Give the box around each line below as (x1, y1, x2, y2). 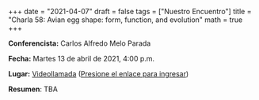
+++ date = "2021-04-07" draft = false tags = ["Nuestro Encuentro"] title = (8, 7, 252, 16)
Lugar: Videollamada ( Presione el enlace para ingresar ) (8, 69, 189, 78)
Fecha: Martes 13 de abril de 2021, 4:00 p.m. (8, 54, 155, 63)
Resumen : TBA (8, 84, 58, 94)
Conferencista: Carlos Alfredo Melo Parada (8, 39, 151, 48)
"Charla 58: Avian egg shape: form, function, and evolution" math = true (8, 15, 243, 24)
